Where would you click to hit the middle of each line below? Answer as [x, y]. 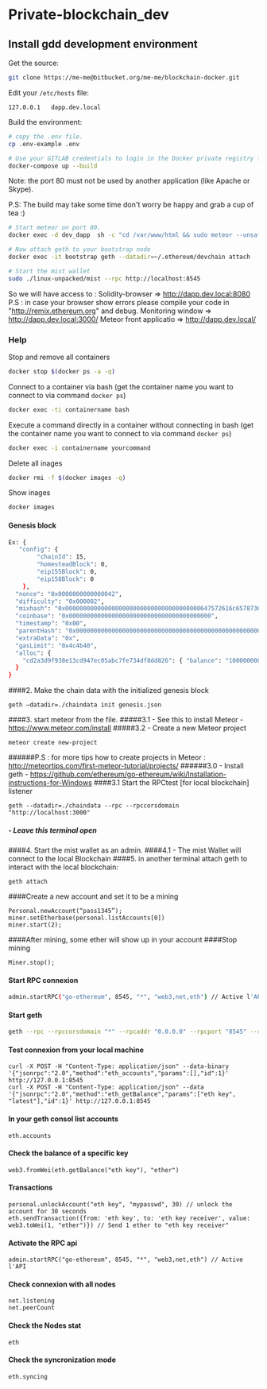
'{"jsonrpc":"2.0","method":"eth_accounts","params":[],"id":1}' [118, 1074]
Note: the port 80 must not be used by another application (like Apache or [129, 181]
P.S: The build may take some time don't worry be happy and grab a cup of [131, 205]
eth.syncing [28, 1376]
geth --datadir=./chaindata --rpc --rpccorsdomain [94, 806]
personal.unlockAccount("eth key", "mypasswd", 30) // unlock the [120, 1205]
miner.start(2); [35, 925]
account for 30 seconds [48, 1212]
